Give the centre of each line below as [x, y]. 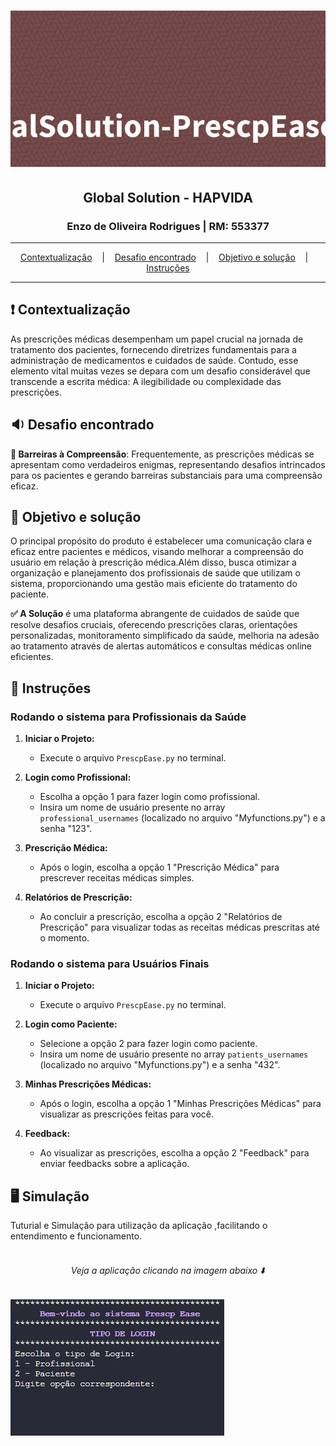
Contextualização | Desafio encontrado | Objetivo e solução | [164, 257]
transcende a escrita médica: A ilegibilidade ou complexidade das [146, 381]
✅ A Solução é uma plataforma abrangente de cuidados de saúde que [155, 614]
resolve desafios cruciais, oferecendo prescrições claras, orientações [154, 625]
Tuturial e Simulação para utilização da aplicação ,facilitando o [139, 1226]
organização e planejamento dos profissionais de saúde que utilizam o [155, 573]
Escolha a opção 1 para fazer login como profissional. [150, 796]
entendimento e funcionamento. [76, 1236]
